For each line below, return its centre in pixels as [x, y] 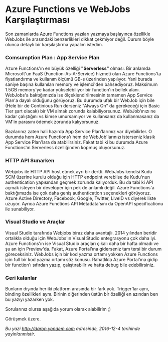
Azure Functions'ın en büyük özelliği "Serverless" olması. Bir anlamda [78, 68]
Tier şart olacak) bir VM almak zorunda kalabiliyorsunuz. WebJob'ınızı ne [80, 111]
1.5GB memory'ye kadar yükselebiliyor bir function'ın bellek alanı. [73, 90]
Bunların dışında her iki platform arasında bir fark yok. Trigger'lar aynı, [77, 289]
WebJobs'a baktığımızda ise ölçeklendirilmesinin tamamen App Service [79, 95]
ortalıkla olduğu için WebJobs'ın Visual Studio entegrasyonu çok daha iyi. [81, 238]
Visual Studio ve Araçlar [35, 222]
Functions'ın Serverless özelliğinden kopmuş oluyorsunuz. [65, 148]
